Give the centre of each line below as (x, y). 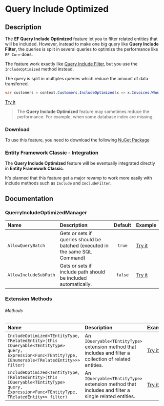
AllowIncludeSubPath (31, 275)
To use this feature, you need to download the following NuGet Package (77, 140)
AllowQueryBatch (26, 246)
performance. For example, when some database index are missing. (85, 116)
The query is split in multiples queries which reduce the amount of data (77, 79)
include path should (82, 272)
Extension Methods (29, 299)
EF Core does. (19, 54)
